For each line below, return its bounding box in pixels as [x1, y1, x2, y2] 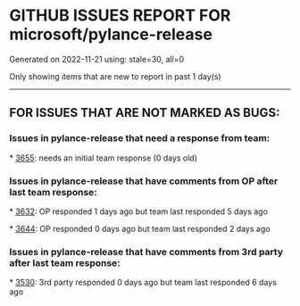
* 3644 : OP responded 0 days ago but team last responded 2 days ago [9, 223, 271, 234]
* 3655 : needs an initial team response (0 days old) [9, 153, 198, 163]
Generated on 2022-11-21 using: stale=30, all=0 [9, 54, 185, 64]
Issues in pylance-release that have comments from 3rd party [9, 245, 284, 258]
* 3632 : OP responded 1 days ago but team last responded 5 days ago [9, 206, 268, 217]
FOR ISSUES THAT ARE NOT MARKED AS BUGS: [9, 105, 280, 120]
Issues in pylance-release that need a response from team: [9, 132, 271, 145]
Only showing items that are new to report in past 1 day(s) [9, 70, 221, 81]
